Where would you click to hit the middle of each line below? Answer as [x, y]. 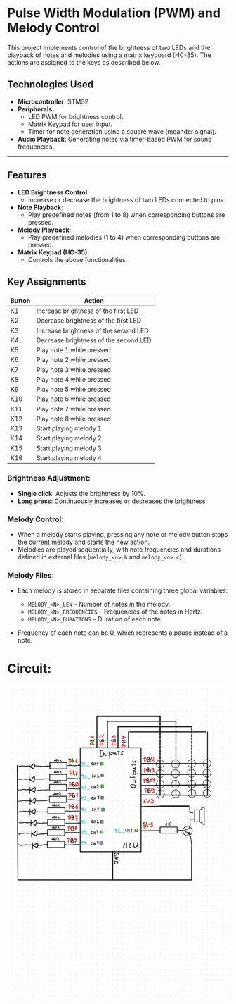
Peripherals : [35, 109]
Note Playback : [40, 207]
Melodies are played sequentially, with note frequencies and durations [119, 549]
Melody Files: [31, 575]
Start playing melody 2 [69, 438]
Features [27, 175]
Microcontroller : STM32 [53, 101]
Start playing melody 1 [69, 428]
